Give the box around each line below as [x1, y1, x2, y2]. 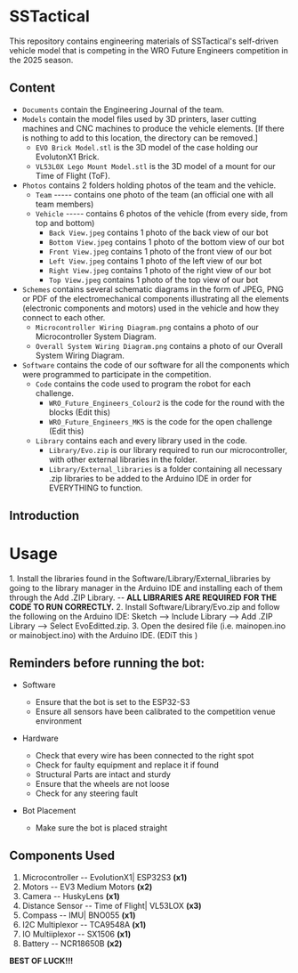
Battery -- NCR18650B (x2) [21, 937, 123, 949]
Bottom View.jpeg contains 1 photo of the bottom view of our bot [48, 236, 285, 247]
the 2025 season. [9, 54, 74, 65]
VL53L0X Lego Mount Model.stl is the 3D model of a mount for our [35, 160, 276, 171]
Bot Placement [21, 805, 77, 815]
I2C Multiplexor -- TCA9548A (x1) [21, 919, 147, 929]
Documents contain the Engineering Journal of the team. [21, 104, 224, 115]
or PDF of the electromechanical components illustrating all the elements [21, 293, 289, 304]
